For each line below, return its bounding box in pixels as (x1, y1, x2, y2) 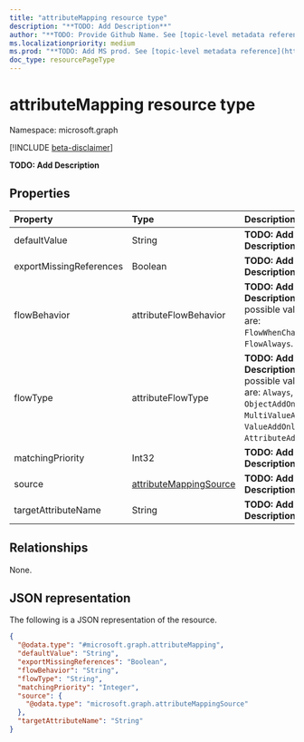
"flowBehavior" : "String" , (17, 666, 119, 675)
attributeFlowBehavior (131, 308, 226, 321)
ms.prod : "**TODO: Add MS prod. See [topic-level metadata (9, 47, 237, 56)
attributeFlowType (131, 391, 210, 404)
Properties (9, 186, 71, 201)
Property (14, 212, 53, 225)
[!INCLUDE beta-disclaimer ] (9, 142, 113, 152)
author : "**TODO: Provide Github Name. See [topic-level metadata (9, 30, 265, 39)
